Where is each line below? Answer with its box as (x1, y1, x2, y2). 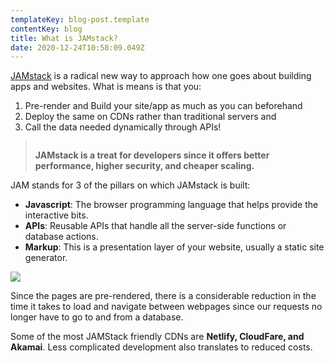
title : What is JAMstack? (10, 33, 118, 43)
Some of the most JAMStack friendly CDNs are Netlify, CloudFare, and (10, 331, 305, 343)
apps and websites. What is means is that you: (10, 81, 202, 93)
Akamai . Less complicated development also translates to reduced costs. (10, 341, 313, 353)
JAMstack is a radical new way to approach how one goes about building (10, 70, 312, 82)
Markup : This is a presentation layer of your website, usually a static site (24, 241, 325, 253)
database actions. (24, 231, 99, 243)
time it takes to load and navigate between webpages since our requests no (10, 301, 323, 313)
